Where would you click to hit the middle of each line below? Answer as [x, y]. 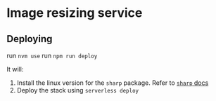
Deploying [30, 39]
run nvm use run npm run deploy [52, 55]
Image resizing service [75, 13]
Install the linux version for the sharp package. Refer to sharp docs [113, 83]
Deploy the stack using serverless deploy [77, 90]
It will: [15, 69]
